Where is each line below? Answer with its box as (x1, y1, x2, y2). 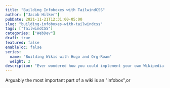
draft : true (5, 36, 30, 41)
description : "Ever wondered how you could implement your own (5, 63, 142, 68)
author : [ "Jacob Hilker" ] (5, 12, 60, 17)
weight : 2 (10, 59, 30, 64)
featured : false (5, 40, 39, 45)
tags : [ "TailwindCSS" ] (5, 26, 53, 31)
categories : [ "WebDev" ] (5, 31, 56, 36)
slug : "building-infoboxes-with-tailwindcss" (5, 21, 103, 27)
